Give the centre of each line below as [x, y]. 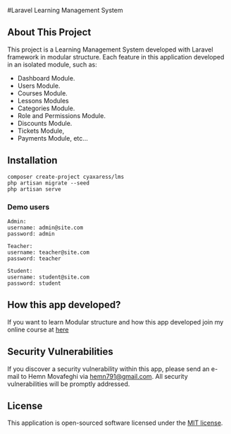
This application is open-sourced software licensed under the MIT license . [115, 423]
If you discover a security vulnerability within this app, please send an [108, 369]
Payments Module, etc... [52, 138]
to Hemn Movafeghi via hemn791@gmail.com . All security [104, 376]
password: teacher [34, 258]
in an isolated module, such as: [52, 64]
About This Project [49, 32]
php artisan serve [34, 189]
